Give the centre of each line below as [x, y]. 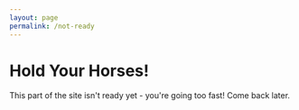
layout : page [34, 18]
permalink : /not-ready [52, 26]
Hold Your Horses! [79, 71]
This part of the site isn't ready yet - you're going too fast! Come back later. [150, 96]
